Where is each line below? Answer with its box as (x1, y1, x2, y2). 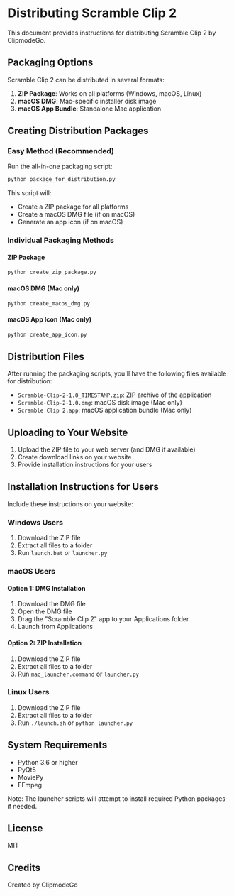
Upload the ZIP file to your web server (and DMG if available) (17, 445, 196, 454)
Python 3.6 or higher (17, 758, 78, 766)
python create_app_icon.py (7, 331, 87, 338)
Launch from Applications (17, 623, 94, 631)
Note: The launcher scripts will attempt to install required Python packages (7, 794, 225, 803)
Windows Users (7, 517, 64, 527)
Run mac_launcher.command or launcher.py (17, 670, 140, 678)
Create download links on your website (17, 453, 132, 461)
